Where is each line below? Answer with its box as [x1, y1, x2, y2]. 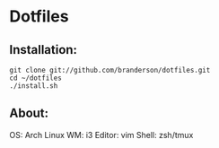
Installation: [9, 42, 78, 57]
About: [9, 106, 49, 121]
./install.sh [9, 82, 58, 91]
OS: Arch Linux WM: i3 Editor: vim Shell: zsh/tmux [9, 129, 194, 140]
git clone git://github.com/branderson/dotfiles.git [9, 65, 211, 74]
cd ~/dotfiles [9, 74, 63, 83]
